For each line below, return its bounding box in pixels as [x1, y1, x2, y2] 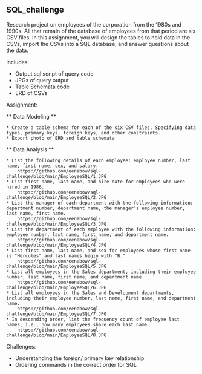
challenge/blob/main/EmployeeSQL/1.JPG [6, 173, 107, 179]
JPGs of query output [15, 76, 70, 84]
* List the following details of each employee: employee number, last [6, 157, 191, 163]
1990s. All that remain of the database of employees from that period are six [6, 27, 196, 34]
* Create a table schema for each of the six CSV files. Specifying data [6, 124, 197, 131]
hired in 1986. [6, 184, 45, 190]
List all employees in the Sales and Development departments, [11, 290, 174, 296]
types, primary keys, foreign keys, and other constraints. [6, 130, 161, 136]
